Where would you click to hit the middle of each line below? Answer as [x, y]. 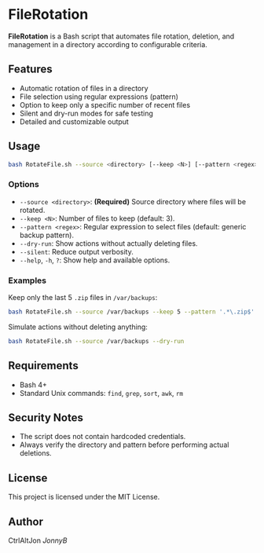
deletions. [36, 453]
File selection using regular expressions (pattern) [99, 97]
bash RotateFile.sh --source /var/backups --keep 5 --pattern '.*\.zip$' [132, 312]
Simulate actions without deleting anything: [78, 327]
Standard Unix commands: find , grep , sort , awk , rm [101, 393]
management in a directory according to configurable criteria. [108, 44]
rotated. [32, 210]
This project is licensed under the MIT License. [84, 497]
